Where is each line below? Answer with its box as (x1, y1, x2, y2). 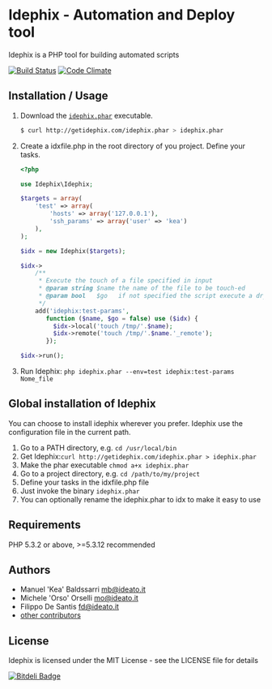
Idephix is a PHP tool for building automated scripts (8, 50, 180, 59)
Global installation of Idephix (8, 397, 156, 411)
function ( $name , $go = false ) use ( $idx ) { (45, 314, 198, 322)
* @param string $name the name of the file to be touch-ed (38, 284, 245, 293)
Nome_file (19, 375, 54, 383)
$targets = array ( (19, 195, 83, 203)
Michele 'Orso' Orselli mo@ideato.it (19, 593, 139, 603)
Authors (8, 563, 51, 577)
